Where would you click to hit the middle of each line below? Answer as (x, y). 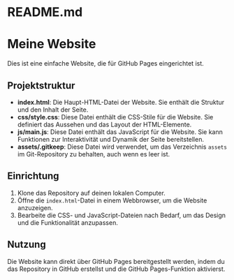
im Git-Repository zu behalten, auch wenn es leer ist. (94, 154)
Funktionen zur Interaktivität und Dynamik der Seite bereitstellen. (111, 139)
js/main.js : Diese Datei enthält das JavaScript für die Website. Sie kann (120, 132)
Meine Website (52, 44)
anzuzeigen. (35, 207)
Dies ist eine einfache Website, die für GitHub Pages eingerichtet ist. (105, 64)
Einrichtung (33, 176)
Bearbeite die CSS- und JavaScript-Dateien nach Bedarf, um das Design (121, 215)
